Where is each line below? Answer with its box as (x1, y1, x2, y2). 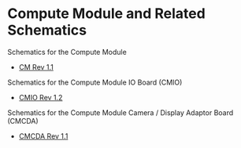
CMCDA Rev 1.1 (18, 131, 69, 141)
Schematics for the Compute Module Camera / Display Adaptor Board (7, 107, 234, 117)
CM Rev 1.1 (18, 62, 54, 71)
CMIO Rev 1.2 (18, 92, 63, 102)
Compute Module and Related (7, 5, 206, 23)
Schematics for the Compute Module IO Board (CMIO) (7, 78, 183, 87)
